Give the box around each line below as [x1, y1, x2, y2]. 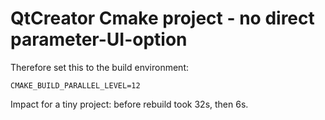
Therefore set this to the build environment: [10, 61, 190, 73]
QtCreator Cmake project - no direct [10, 7, 315, 30]
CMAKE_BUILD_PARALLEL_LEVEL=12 [10, 80, 141, 91]
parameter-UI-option [10, 28, 188, 51]
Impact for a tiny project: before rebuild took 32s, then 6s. [10, 98, 249, 110]
